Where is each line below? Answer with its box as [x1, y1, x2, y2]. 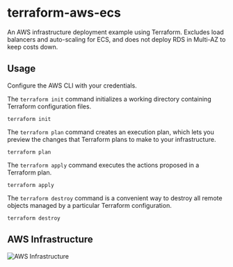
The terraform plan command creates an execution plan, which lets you [7, 127, 214, 136]
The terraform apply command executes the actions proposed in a [7, 161, 200, 169]
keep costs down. [7, 42, 58, 51]
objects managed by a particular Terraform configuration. [7, 201, 172, 209]
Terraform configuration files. [7, 102, 92, 111]
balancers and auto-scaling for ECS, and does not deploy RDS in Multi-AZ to [7, 35, 226, 43]
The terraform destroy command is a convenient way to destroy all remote [7, 193, 223, 202]
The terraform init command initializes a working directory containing [7, 95, 211, 103]
